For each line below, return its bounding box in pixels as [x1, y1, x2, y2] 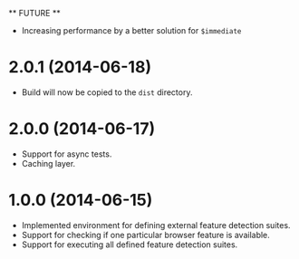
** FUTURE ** [8, 8, 61, 18]
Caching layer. [21, 158, 76, 168]
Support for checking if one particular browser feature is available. [21, 229, 271, 240]
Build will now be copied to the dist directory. [21, 86, 193, 98]
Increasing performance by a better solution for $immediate [21, 25, 242, 35]
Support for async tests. [21, 149, 112, 159]
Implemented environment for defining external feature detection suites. [21, 219, 291, 230]
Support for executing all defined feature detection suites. [21, 239, 238, 250]
